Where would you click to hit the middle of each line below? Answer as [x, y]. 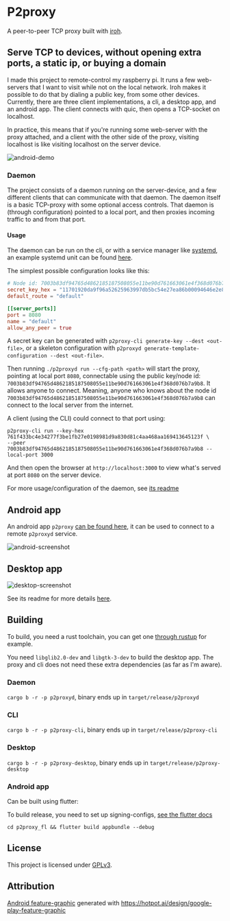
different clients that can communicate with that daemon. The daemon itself [114, 198]
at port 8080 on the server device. [54, 475]
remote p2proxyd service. [42, 534]
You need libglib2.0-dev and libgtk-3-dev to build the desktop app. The [111, 657]
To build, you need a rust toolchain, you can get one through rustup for [107, 636]
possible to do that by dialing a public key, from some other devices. [103, 94]
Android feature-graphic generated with [63, 902]
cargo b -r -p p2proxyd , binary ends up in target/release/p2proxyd [103, 697]
